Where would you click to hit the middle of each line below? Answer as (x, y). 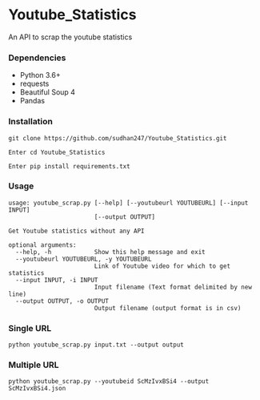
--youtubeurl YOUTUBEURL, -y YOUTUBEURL (84, 259)
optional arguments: (43, 245)
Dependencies (37, 58)
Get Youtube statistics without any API (77, 231)
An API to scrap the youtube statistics (70, 37)
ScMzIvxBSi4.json (37, 389)
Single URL (30, 328)
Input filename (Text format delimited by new (173, 287)
